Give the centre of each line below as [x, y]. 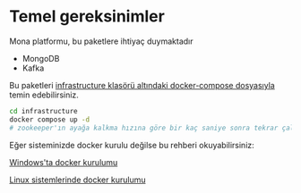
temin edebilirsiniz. [44, 95]
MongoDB [41, 58]
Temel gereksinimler [87, 17]
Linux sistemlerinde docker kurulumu [77, 180]
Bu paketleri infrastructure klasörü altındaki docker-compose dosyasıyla [142, 85]
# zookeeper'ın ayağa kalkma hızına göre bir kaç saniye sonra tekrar [144, 128]
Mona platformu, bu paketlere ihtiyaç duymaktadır [102, 41]
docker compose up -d [50, 119]
